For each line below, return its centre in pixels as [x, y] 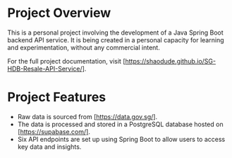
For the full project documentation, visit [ [66, 61]
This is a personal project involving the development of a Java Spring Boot [115, 32]
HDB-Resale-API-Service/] [46, 68]
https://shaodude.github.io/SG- [171, 61]
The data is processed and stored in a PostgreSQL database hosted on [120, 124]
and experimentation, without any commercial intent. [84, 47]
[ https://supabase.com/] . [54, 131]
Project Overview [59, 13]
